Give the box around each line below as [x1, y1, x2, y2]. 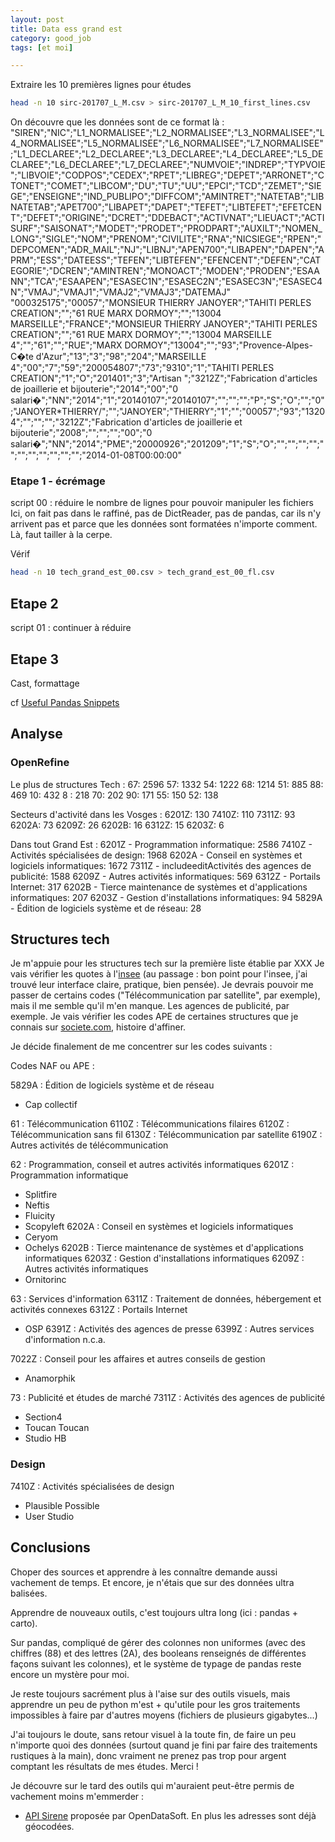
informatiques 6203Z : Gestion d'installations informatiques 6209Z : [24, 1252, 305, 1265]
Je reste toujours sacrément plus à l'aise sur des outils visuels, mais [10, 1687, 291, 1700]
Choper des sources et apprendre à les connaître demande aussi [10, 1566, 278, 1578]
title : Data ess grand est [10, 24, 123, 34]
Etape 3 [10, 651, 60, 668]
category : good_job [10, 33, 92, 43]
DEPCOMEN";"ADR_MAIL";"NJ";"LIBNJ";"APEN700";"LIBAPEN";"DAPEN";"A [10, 244, 325, 256]
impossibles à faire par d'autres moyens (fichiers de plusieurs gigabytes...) [10, 1709, 318, 1721]
